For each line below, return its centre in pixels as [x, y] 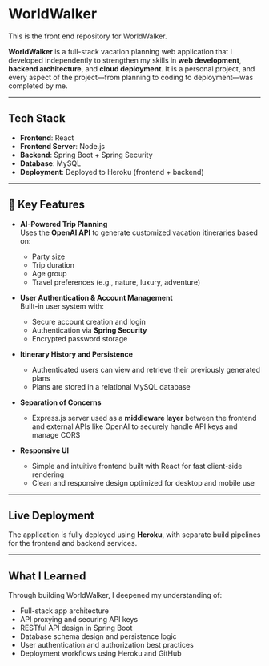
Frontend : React [47, 138]
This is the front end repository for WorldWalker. [88, 36]
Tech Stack [37, 118]
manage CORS [56, 434]
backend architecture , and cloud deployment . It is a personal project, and [132, 68]
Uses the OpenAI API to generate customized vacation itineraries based [139, 232]
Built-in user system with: [62, 306]
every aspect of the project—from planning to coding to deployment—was [131, 77]
